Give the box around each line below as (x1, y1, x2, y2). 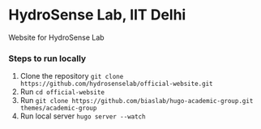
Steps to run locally (8, 53, 87, 64)
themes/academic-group (19, 104, 97, 113)
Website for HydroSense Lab (8, 32, 105, 42)
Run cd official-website (19, 87, 105, 97)
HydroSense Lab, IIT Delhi (8, 6, 186, 24)
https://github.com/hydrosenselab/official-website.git (19, 80, 213, 88)
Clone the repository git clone (19, 71, 124, 81)
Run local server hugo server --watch (19, 111, 146, 121)
